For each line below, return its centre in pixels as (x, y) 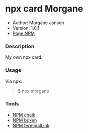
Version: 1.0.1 (26, 28)
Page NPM (24, 33)
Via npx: (14, 81)
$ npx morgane (33, 91)
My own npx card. (24, 57)
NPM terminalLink (31, 125)
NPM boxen (25, 120)
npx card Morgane (44, 9)
